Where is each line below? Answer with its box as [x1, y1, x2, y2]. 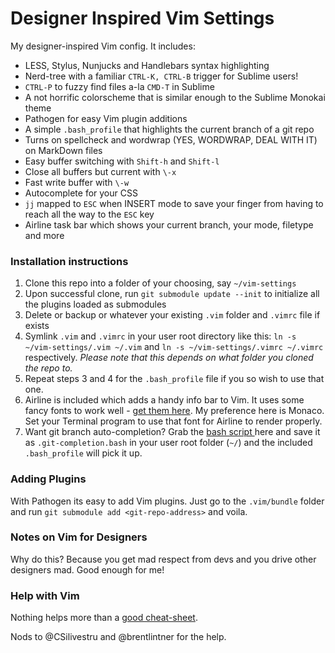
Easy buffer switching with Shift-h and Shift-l [24, 155, 220, 167]
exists [24, 320, 50, 332]
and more [24, 229, 65, 241]
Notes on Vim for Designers [10, 530, 148, 544]
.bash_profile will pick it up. [24, 447, 143, 459]
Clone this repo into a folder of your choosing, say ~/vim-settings [24, 277, 297, 289]
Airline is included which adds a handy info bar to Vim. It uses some [24, 394, 305, 406]
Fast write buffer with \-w [24, 176, 130, 188]
